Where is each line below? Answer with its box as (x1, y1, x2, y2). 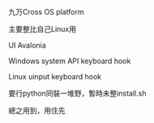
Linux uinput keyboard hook (8, 72, 102, 81)
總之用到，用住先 (8, 106, 66, 115)
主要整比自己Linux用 (8, 24, 77, 34)
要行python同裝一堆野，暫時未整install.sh (8, 88, 147, 98)
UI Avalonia (8, 40, 46, 50)
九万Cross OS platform (8, 7, 84, 16)
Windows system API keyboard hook (8, 56, 131, 66)
